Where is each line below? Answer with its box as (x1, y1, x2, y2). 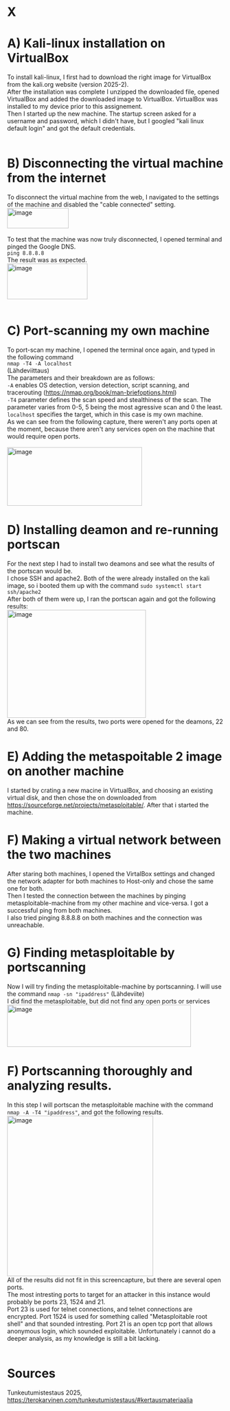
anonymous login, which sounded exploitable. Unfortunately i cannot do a (7, 1326, 216, 1335)
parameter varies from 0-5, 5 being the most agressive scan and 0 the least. (7, 403, 223, 411)
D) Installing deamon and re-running (7, 522, 219, 538)
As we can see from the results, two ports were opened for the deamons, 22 (7, 717, 223, 725)
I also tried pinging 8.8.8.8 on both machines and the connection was (7, 913, 203, 922)
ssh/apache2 (7, 588, 41, 595)
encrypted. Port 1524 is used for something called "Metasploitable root (7, 1312, 208, 1320)
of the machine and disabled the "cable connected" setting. (7, 200, 176, 209)
